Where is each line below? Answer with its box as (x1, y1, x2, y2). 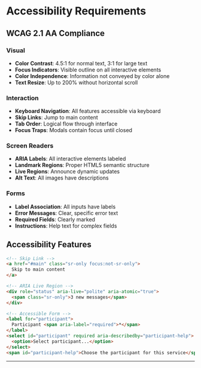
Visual (6, 46, 25, 55)
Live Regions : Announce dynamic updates (14, 168, 120, 175)
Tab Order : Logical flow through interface (14, 120, 118, 127)
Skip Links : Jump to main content (14, 114, 99, 121)
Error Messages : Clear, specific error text (14, 209, 118, 217)
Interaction (6, 94, 39, 102)
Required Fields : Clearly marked (14, 216, 96, 223)
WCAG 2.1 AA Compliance (6, 28, 105, 38)
